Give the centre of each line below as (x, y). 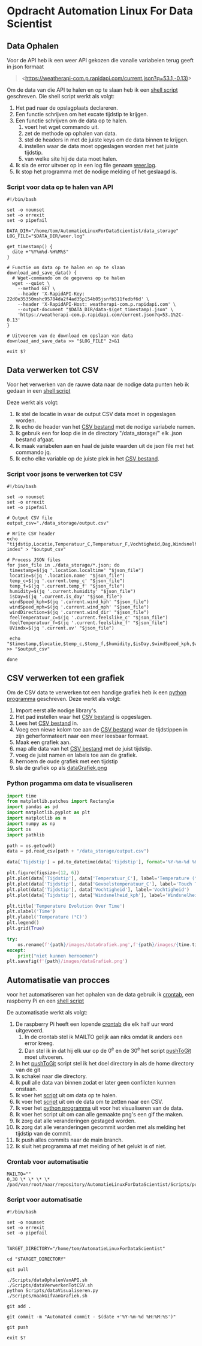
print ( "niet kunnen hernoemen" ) (58, 956)
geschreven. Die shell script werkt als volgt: (61, 96)
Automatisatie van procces (58, 980)
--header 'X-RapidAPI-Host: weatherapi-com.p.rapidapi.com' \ (97, 305)
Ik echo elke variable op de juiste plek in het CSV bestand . (87, 459)
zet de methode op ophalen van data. (71, 133)
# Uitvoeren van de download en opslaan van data (70, 336)
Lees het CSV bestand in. (47, 723)
